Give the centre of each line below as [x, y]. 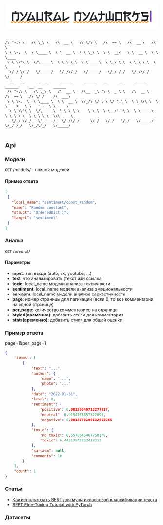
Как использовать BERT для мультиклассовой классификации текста [84, 500]
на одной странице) [33, 304]
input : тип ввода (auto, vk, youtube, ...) [52, 273]
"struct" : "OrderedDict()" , [40, 212]
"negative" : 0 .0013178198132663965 [76, 420]
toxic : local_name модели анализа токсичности [61, 283]
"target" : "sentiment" [34, 218]
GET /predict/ [18, 251]
